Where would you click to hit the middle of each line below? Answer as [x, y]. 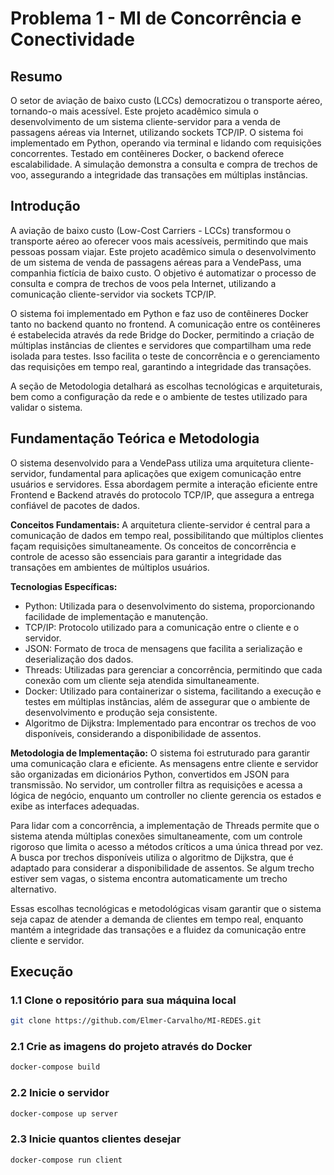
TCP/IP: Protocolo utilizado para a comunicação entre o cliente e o [162, 627]
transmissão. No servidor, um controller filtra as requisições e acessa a [156, 784]
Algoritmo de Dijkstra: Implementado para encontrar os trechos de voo [170, 723]
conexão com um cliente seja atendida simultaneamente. [142, 680]
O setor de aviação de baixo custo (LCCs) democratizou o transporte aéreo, [166, 100]
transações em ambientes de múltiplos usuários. [110, 567]
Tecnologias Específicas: [64, 586]
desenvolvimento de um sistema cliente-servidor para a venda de [145, 121]
